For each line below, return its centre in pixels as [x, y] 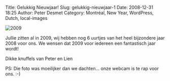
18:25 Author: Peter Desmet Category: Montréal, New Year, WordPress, [79, 13]
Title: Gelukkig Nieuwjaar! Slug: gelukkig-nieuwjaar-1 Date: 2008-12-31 [79, 7]
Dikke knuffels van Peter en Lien [39, 59]
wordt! [12, 49]
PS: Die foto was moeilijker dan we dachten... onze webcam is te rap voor [82, 69]
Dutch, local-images [26, 18]
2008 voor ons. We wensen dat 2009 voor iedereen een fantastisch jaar [80, 43]
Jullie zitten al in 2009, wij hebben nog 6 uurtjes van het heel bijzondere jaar [85, 38]
